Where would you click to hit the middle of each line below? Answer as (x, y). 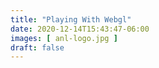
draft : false (37, 47)
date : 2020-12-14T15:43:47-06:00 (80, 29)
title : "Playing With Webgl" (71, 19)
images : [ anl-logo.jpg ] (64, 38)
